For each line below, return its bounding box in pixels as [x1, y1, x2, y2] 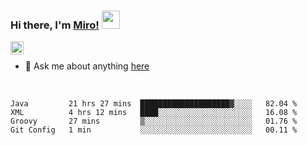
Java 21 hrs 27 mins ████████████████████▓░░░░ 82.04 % [10, 99, 298, 109]
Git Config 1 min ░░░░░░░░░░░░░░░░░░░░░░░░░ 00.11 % [10, 125, 298, 135]
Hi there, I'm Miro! [10, 18, 100, 32]
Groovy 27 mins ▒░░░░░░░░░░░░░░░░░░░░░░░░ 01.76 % [10, 116, 298, 127]
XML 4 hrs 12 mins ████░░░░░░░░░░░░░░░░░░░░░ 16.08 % [10, 108, 298, 118]
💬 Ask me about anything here [24, 60, 150, 72]
